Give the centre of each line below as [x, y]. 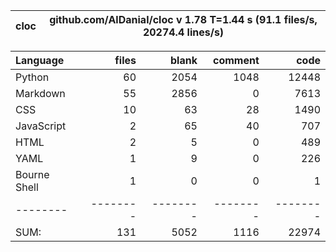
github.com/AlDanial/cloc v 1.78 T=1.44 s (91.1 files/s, [183, 19]
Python [32, 77]
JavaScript [41, 126]
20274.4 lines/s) [183, 32]
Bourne [32, 174]
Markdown [40, 93]
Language [40, 60]
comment [236, 60]
